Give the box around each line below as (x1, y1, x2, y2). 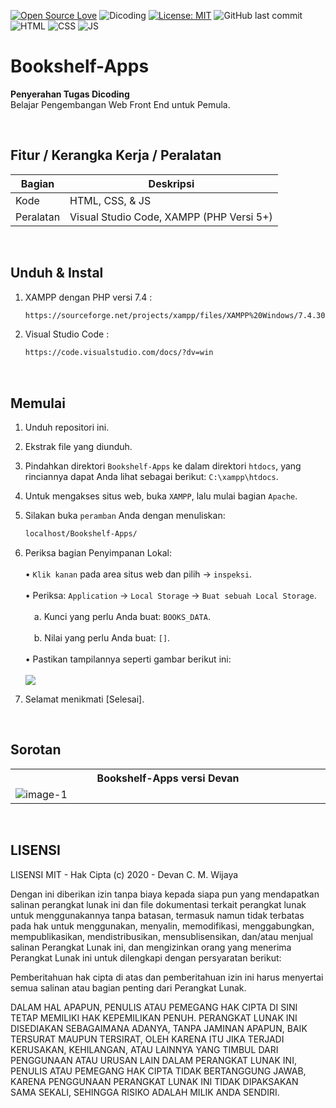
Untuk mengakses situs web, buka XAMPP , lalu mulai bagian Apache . (24, 490, 298, 502)
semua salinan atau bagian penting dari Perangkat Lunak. (10, 981, 247, 994)
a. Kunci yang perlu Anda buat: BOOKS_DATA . (33, 611, 211, 622)
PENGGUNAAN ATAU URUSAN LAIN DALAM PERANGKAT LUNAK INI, (10, 1054, 297, 1066)
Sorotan (10, 741, 62, 759)
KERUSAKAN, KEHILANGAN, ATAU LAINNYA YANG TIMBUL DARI (10, 1043, 279, 1055)
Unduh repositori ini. (24, 421, 110, 434)
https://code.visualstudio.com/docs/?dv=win (24, 348, 214, 358)
